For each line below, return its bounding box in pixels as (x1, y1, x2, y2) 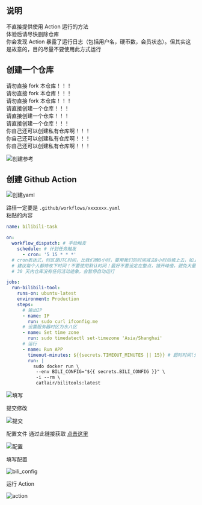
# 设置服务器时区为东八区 (22, 324, 78, 330)
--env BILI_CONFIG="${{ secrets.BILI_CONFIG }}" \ (35, 369, 165, 375)
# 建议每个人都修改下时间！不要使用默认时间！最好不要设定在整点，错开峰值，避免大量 (11, 263, 197, 269)
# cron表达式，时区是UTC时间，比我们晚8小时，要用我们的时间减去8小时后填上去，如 (11, 257, 194, 263)
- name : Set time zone (22, 330, 79, 336)
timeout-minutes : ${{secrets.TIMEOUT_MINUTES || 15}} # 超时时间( (28, 352, 194, 358)
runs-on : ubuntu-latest (17, 290, 77, 296)
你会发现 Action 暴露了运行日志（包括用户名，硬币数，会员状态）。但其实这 (6, 38, 191, 45)
